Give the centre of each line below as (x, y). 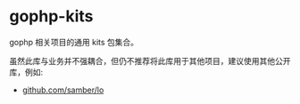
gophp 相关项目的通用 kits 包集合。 (74, 42)
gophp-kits (51, 16)
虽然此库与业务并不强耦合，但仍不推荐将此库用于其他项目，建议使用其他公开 (150, 60)
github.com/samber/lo (63, 90)
